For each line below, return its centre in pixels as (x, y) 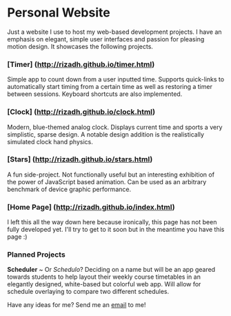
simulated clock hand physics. (50, 141)
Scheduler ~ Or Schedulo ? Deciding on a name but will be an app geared (111, 270)
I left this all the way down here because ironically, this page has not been (112, 222)
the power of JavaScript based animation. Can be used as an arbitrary (107, 181)
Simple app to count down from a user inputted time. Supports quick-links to (116, 79)
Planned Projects (36, 255)
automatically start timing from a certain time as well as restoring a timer (110, 87)
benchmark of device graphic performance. (69, 189)
